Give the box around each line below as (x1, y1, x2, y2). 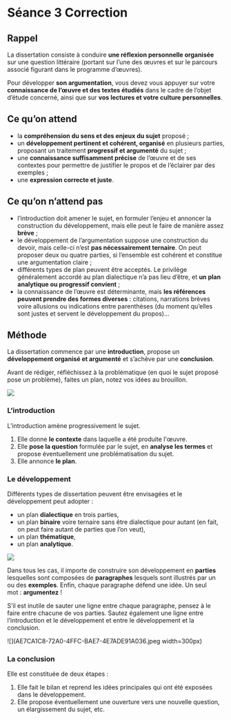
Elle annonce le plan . (17, 457, 77, 465)
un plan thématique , (17, 533, 76, 541)
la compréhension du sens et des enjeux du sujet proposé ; (17, 131, 190, 139)
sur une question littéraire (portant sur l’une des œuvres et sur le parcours (7, 58, 218, 66)
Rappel (7, 32, 38, 44)
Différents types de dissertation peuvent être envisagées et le (7, 490, 183, 498)
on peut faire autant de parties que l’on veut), (17, 525, 146, 534)
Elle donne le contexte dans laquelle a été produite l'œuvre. (17, 435, 188, 443)
